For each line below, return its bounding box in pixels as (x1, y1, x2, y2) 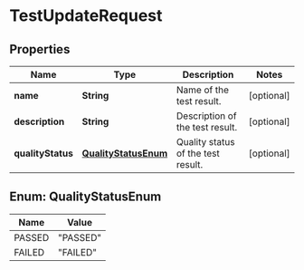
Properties (9, 42, 71, 57)
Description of (176, 110, 237, 122)
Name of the (176, 83, 229, 96)
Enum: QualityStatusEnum (9, 189, 162, 205)
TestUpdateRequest (9, 5, 163, 26)
